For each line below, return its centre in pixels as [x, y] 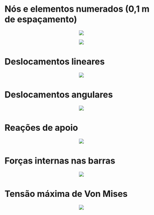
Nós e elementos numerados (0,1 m [77, 9]
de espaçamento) [41, 19]
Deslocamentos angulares [59, 95]
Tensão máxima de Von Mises [66, 194]
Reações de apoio [41, 128]
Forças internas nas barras [60, 161]
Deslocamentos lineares [55, 62]
